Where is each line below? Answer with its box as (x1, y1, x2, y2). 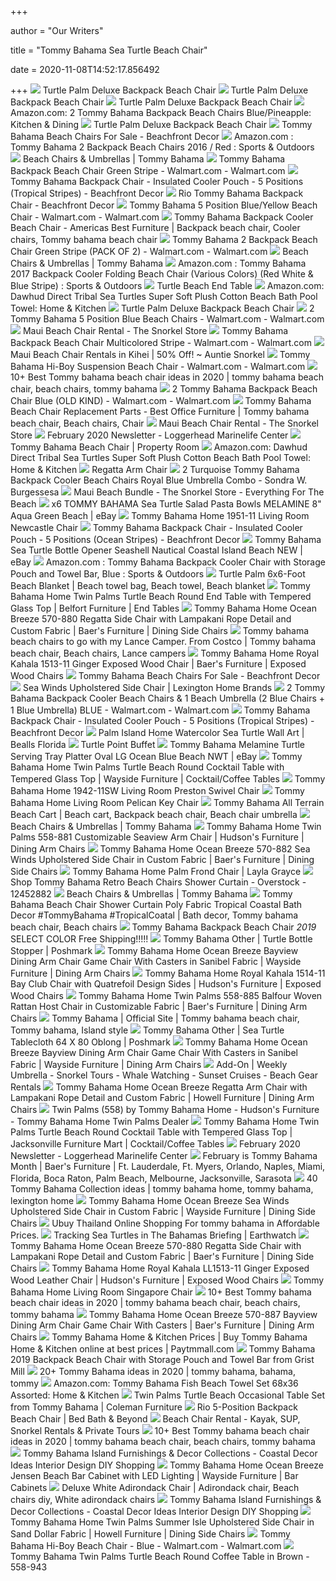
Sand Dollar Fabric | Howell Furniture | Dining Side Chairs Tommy (10, 1528, 291, 1540)
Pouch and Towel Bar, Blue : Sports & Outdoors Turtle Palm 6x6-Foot (10, 568, 306, 580)
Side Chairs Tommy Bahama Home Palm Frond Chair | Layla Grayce (10, 866, 302, 877)
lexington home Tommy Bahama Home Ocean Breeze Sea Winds (10, 1195, 290, 1206)
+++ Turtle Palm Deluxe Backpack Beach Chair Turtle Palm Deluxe (10, 84, 309, 96)
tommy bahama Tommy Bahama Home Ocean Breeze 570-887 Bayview (10, 1309, 318, 1320)
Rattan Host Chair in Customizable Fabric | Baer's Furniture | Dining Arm (10, 1001, 308, 1012)
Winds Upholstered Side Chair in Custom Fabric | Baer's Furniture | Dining (10, 854, 315, 865)
